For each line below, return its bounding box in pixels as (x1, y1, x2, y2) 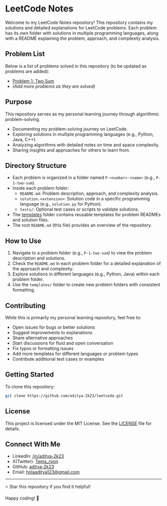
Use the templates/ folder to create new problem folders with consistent (12, 282, 161, 288)
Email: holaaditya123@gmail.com (12, 469, 80, 475)
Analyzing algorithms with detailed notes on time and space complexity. (12, 141, 160, 147)
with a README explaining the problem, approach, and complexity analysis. (5, 35, 160, 41)
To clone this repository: (5, 383, 55, 389)
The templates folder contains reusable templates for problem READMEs (12, 212, 161, 218)
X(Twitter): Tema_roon (12, 459, 59, 465)
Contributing (5, 301, 46, 310)
